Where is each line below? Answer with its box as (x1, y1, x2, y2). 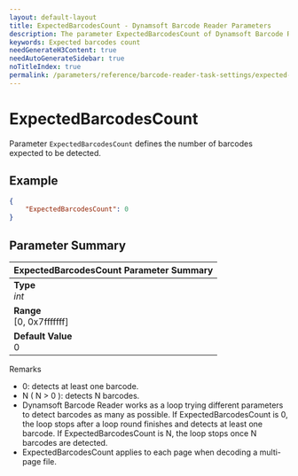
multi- (259, 447, 282, 457)
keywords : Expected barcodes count (9, 37, 141, 47)
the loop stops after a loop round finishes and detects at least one (21, 418, 263, 429)
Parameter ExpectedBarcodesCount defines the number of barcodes (9, 138, 253, 149)
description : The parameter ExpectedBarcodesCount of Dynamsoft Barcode (9, 29, 284, 38)
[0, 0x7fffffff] (13, 316, 69, 328)
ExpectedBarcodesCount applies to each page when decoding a (21, 447, 258, 457)
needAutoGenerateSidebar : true (9, 54, 125, 63)
